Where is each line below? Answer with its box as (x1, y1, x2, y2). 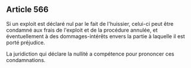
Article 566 (6, 5, 49, 15)
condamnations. (6, 56, 46, 63)
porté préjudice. (6, 39, 46, 46)
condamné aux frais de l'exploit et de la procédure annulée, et (6, 26, 158, 33)
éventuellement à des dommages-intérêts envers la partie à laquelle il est (6, 32, 185, 40)
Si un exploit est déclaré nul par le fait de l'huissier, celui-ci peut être (6, 20, 174, 27)
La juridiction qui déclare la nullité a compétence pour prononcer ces (6, 50, 174, 57)
